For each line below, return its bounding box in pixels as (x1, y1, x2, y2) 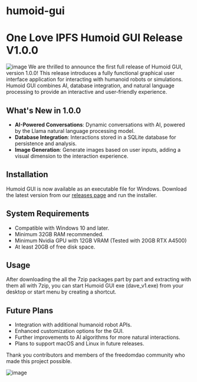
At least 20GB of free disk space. (14, 243, 96, 250)
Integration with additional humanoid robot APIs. (14, 321, 132, 328)
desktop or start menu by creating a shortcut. (6, 288, 117, 296)
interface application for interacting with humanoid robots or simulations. (6, 76, 183, 83)
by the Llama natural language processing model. (14, 127, 135, 134)
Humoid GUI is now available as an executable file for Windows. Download (6, 185, 187, 192)
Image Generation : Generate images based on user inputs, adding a (14, 146, 181, 153)
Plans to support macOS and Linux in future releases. (14, 340, 145, 347)
